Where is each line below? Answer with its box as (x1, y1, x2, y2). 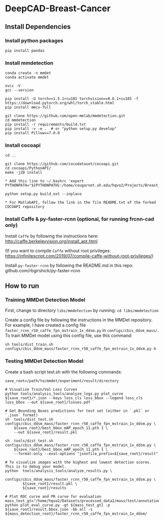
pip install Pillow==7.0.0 (5, 131, 60, 136)
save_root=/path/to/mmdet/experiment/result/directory (5, 378, 119, 383)
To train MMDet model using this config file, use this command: (5, 332, 133, 338)
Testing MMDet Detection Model (5, 358, 84, 365)
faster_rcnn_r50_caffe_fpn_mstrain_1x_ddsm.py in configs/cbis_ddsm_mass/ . (5, 328, 159, 333)
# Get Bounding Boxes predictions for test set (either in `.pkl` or (5, 408, 150, 413)
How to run (5, 282, 40, 290)
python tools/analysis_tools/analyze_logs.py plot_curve (5, 391, 123, 396)
